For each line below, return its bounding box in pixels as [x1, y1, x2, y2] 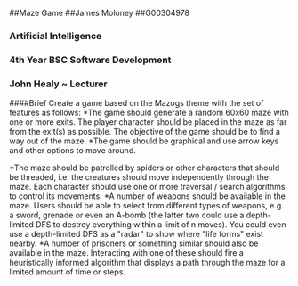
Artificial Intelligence [9, 29, 102, 42]
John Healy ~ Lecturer [9, 78, 109, 90]
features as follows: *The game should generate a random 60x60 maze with [9, 107, 289, 118]
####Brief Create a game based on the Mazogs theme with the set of [9, 98, 264, 109]
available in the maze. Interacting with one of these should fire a [9, 248, 245, 258]
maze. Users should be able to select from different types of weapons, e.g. [9, 200, 284, 211]
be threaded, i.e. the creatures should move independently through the [9, 172, 270, 183]
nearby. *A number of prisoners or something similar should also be [9, 238, 259, 249]
